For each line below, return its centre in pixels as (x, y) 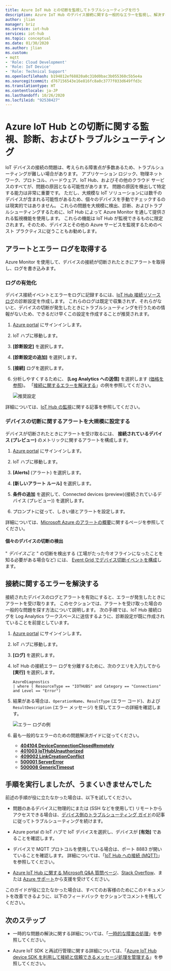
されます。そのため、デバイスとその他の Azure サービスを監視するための (81, 225)
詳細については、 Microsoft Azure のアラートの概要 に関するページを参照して (85, 522)
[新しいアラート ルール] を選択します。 (53, 483)
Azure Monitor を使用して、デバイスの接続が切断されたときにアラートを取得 (85, 262)
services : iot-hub (25, 34)
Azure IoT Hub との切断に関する (73, 127)
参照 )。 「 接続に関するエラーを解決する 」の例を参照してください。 (83, 385)
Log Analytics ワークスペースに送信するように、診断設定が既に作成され (90, 616)
